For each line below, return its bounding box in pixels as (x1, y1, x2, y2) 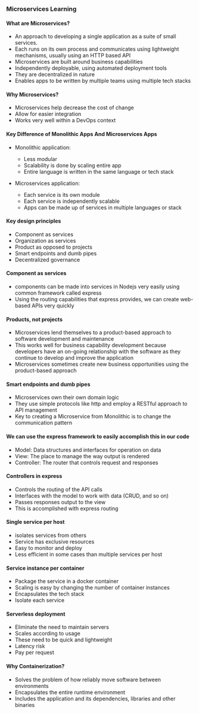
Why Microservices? (6, 91, 59, 98)
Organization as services (14, 237, 76, 244)
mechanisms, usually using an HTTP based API (14, 52, 131, 59)
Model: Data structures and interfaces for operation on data (14, 446, 161, 453)
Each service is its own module (23, 191, 100, 198)
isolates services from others (14, 532, 86, 539)
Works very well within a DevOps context (14, 117, 116, 124)
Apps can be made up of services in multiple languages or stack (23, 203, 182, 211)
